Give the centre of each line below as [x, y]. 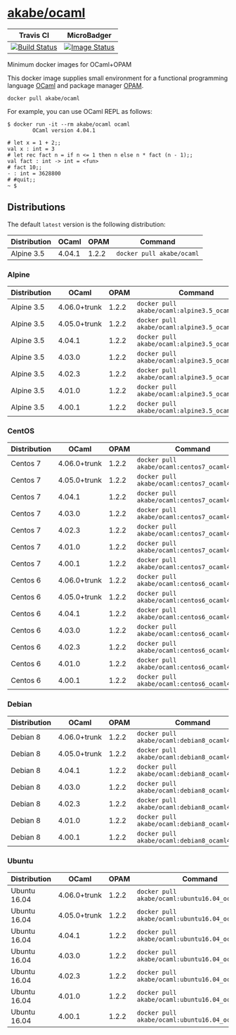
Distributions [37, 208]
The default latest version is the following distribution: [87, 224]
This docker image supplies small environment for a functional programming [118, 78]
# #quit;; [22, 180]
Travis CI [34, 35]
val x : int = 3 [31, 149]
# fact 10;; [25, 167]
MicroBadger [90, 35]
